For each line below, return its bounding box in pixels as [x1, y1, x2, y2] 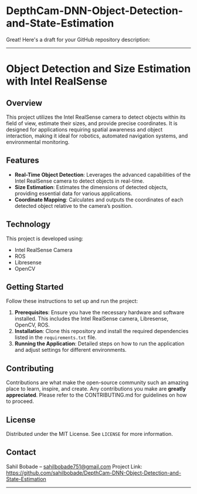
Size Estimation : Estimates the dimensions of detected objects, [14, 183, 168, 190]
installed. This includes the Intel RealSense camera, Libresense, [14, 315, 169, 322]
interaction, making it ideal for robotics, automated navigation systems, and [6, 132, 188, 139]
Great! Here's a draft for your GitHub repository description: [6, 36, 151, 43]
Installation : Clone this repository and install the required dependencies [14, 328, 189, 335]
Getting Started [6, 282, 64, 292]
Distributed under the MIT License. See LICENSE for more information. [6, 431, 173, 437]
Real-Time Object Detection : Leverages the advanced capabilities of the [14, 171, 191, 178]
